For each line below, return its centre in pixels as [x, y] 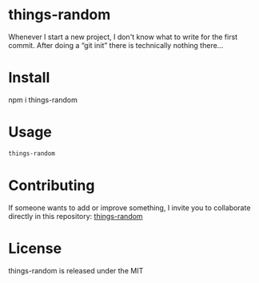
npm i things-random [43, 100]
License [35, 248]
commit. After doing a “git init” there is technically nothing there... [116, 45]
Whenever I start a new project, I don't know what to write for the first [123, 37]
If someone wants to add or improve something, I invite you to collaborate [129, 207]
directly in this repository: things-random [76, 216]
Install [29, 78]
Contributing [52, 185]
